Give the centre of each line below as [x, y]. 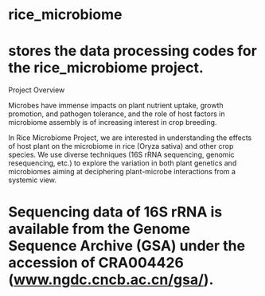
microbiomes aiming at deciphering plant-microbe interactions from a [122, 172]
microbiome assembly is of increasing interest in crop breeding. [113, 123]
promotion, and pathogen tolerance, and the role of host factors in [117, 114]
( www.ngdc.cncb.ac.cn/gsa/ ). [111, 280]
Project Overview [37, 90]
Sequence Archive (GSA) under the [127, 246]
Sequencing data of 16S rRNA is [115, 212]
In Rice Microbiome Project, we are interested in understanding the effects [130, 138]
